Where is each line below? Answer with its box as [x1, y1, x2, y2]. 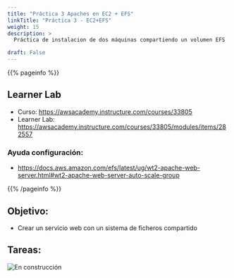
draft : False [7, 49, 46, 56]
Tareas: [7, 244, 42, 256]
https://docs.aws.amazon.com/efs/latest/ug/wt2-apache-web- [17, 163, 201, 172]
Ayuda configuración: [7, 147, 83, 157]
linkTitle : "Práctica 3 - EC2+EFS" [7, 17, 112, 24]
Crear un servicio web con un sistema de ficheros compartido [17, 223, 197, 232]
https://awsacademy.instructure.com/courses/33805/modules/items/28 [17, 122, 227, 131]
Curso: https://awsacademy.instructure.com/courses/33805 [17, 107, 192, 116]
